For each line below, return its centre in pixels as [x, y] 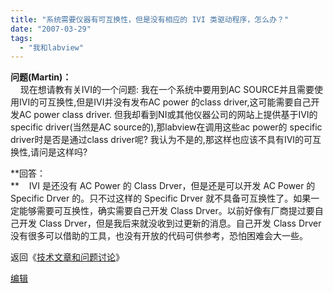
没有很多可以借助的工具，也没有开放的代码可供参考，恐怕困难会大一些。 [159, 236]
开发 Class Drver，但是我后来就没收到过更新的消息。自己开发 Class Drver [170, 223]
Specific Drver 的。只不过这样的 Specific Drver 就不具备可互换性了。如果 [161, 198]
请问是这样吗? [59, 152]
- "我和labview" [51, 47]
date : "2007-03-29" [51, 29]
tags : [21, 38]
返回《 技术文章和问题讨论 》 [67, 257]
